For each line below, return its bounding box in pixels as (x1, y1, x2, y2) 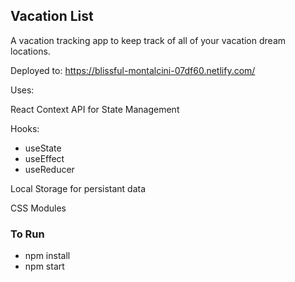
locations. (10, 45, 51, 57)
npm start (24, 260, 65, 273)
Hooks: (10, 122, 40, 134)
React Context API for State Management (10, 103, 180, 115)
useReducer (24, 163, 75, 175)
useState (24, 142, 62, 154)
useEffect (24, 152, 65, 164)
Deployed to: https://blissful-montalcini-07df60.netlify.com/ (10, 64, 256, 76)
